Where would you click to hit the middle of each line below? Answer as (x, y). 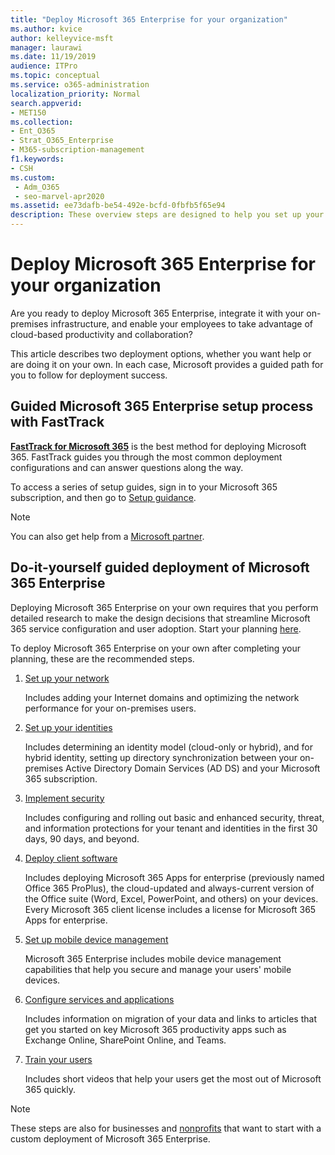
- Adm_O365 (37, 187)
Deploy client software (71, 858)
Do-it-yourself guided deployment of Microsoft (160, 567)
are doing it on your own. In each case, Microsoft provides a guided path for (167, 364)
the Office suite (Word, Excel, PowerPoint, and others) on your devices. (171, 898)
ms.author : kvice (46, 29)
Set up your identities (68, 727)
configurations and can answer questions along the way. (127, 467)
